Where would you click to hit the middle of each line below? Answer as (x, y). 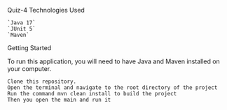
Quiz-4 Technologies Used (46, 10)
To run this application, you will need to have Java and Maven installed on (114, 61)
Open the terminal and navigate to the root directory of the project (112, 88)
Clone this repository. (42, 81)
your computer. (29, 69)
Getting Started (29, 48)
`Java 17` (22, 23)
